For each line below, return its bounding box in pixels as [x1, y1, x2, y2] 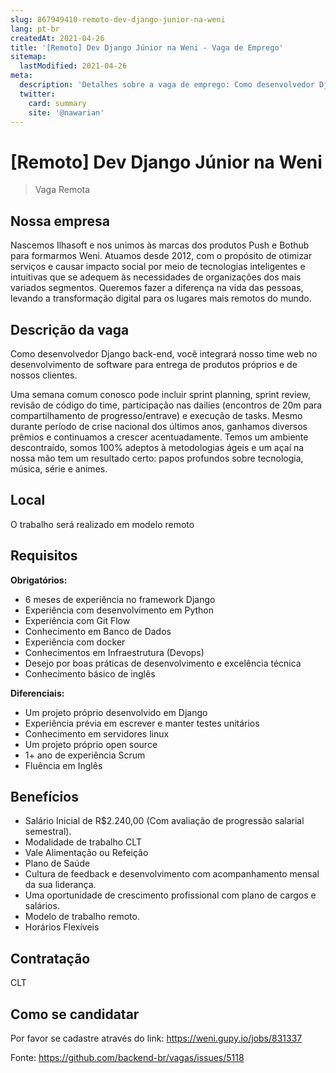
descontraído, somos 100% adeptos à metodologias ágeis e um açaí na [10, 441, 305, 453]
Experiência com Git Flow [24, 614, 131, 626]
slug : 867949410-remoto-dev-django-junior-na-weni [10, 14, 226, 25]
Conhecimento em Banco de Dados [24, 625, 172, 637]
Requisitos [10, 547, 78, 565]
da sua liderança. [24, 879, 97, 891]
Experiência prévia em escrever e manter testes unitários [24, 717, 260, 729]
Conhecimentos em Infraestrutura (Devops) [24, 646, 205, 658]
